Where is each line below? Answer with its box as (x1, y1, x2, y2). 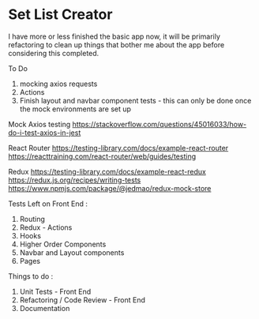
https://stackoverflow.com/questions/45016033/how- (72, 119, 247, 129)
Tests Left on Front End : (8, 199, 88, 208)
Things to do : (8, 271, 54, 281)
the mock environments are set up (19, 104, 132, 114)
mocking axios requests (19, 79, 98, 88)
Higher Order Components (19, 239, 107, 249)
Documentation (19, 303, 70, 313)
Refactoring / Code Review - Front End (19, 295, 146, 305)
